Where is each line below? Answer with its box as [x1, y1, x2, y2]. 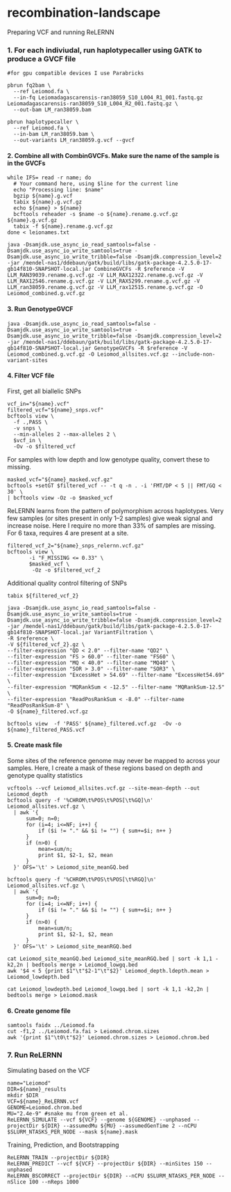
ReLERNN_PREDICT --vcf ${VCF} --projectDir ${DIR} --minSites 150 [7, 1160, 203, 1167]
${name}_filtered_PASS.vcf [7, 726, 85, 733]
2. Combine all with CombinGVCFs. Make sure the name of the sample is [7, 151, 220, 159]
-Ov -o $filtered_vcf [13, 443, 76, 450]
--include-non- [171, 350, 216, 358]
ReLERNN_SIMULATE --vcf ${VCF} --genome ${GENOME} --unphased [7, 1116, 191, 1123]
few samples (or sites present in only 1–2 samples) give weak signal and [7, 514, 213, 522]
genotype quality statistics [7, 771, 83, 780]
